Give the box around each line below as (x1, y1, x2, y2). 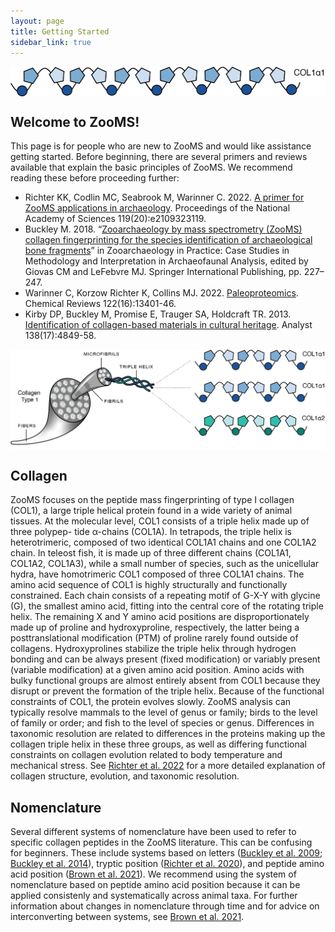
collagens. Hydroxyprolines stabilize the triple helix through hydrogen (10, 643, 297, 655)
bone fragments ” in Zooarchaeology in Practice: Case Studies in (24, 245, 290, 257)
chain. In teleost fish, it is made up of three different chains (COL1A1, (10, 547, 292, 559)
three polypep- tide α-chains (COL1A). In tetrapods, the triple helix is (10, 526, 293, 538)
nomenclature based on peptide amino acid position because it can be (10, 879, 301, 891)
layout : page (10, 16, 65, 26)
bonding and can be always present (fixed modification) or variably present (10, 653, 321, 665)
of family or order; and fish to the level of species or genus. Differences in (10, 717, 315, 729)
